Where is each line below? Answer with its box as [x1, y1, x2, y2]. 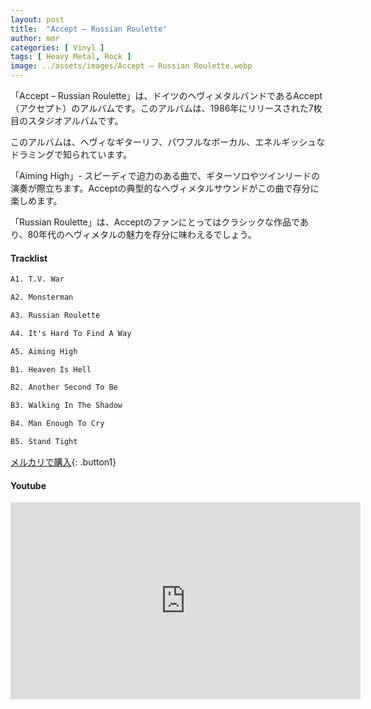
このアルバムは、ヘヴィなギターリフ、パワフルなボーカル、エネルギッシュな [10, 136, 326, 148]
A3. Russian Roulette [10, 310, 101, 320]
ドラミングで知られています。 [10, 149, 133, 160]
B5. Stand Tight [10, 437, 78, 447]
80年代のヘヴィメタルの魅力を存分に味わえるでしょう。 [27, 229, 257, 240]
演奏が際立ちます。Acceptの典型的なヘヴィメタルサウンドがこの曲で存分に [10, 182, 320, 194]
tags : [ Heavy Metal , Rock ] [10, 52, 132, 62]
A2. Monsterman [10, 292, 74, 303]
